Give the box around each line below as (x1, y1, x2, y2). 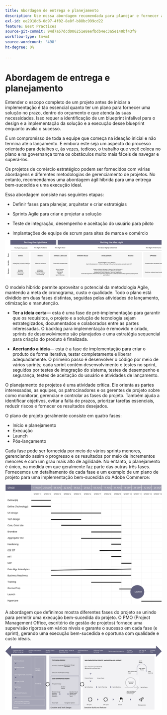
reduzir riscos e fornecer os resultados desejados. (5, 403, 108, 409)
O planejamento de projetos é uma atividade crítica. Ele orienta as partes (5, 382, 154, 388)
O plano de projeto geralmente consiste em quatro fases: (5, 412, 122, 418)
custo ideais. (5, 635, 31, 641)
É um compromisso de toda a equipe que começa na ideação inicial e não (5, 135, 157, 141)
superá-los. (5, 156, 29, 162)
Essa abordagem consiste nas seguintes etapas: (5, 192, 104, 198)
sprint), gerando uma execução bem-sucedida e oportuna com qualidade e (5, 630, 159, 636)
